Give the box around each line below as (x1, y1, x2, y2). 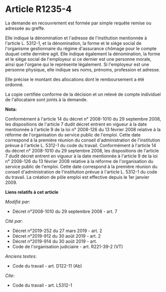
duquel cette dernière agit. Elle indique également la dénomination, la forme (5, 51, 161, 57)
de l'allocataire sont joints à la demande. (5, 96, 88, 103)
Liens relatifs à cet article (5, 189, 59, 195)
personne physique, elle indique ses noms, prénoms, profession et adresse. (5, 66, 161, 73)
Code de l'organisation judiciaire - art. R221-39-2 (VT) (12, 243, 123, 250)
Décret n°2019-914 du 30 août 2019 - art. (12, 238, 97, 244)
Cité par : (5, 218, 23, 224)
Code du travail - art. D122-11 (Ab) (12, 263, 83, 269)
